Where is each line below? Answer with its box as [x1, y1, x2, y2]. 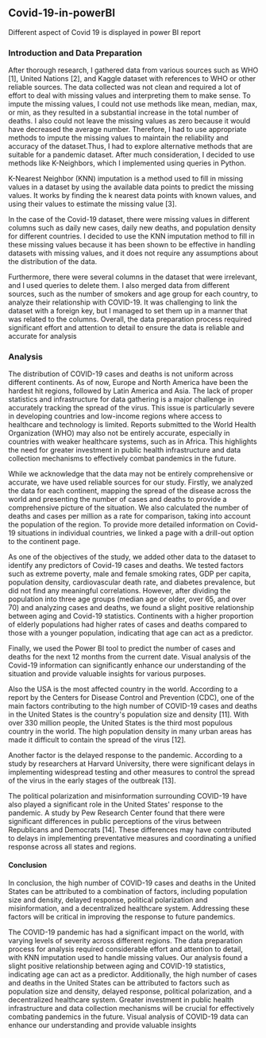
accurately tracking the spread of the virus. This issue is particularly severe [8, 403, 255, 413]
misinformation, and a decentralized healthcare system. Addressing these [8, 903, 250, 913]
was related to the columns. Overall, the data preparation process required [8, 314, 253, 325]
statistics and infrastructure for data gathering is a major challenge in [8, 395, 234, 404]
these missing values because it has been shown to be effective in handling [8, 240, 256, 250]
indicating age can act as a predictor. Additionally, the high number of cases [8, 970, 257, 979]
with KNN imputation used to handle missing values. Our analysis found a [8, 952, 249, 962]
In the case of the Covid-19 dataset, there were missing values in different [8, 215, 250, 224]
